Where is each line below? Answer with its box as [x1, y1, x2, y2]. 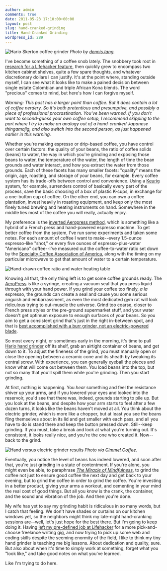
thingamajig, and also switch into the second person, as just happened [5, 126, 151, 132]
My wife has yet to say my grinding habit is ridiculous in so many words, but [5, 503, 161, 509]
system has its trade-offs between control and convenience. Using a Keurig [5, 177, 160, 184]
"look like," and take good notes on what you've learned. [5, 550, 121, 557]
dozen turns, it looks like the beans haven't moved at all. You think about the [5, 406, 162, 411]
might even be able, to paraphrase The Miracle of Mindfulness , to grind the [5, 467, 159, 473]
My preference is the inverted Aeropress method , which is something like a [5, 219, 159, 225]
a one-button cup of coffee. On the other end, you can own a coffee [5, 193, 145, 199]
